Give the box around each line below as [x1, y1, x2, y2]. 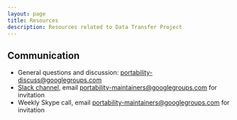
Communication [7, 49, 80, 61]
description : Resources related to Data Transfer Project [7, 23, 182, 30]
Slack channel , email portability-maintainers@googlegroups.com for [17, 83, 218, 92]
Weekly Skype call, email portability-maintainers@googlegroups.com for [17, 98, 230, 107]
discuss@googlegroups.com [17, 76, 102, 85]
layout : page [7, 10, 46, 18]
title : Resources [7, 17, 59, 24]
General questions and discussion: [17, 68, 119, 77]
